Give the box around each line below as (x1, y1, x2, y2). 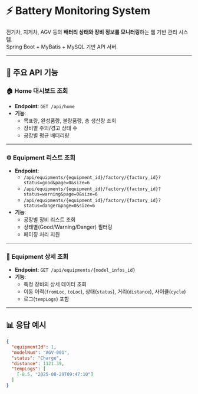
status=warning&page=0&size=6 (23, 191, 98, 197)
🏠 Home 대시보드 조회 (6, 87, 68, 95)
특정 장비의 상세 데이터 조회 (23, 281, 87, 288)
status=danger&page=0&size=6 (23, 203, 95, 209)
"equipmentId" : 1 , (11, 344, 57, 350)
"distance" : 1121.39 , (11, 360, 65, 366)
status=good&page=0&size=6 (23, 180, 90, 185)
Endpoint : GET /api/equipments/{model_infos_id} (14, 266, 136, 273)
